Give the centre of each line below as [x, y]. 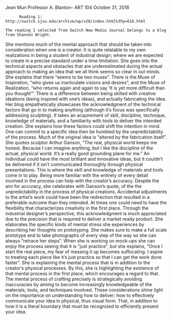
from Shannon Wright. [28, 35]
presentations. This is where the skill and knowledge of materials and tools [84, 170]
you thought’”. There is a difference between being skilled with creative [81, 93]
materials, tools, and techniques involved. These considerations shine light [84, 290]
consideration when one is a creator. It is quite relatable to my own [76, 50]
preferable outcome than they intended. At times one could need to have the [86, 203]
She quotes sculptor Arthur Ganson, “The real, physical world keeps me [81, 143]
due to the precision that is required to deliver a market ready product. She [84, 219]
